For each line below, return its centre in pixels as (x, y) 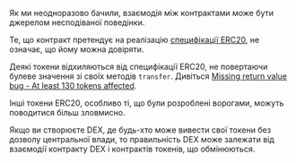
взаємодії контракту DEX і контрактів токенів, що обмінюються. (132, 149)
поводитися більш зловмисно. (67, 112)
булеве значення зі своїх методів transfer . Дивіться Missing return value (148, 76)
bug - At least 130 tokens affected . (73, 86)
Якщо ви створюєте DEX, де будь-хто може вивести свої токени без (140, 130)
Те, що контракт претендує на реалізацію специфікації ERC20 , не (135, 40)
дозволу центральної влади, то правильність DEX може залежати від (142, 139)
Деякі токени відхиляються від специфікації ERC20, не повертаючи (139, 67)
